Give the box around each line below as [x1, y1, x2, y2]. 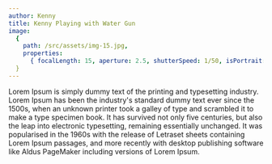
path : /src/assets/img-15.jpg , [23, 42, 129, 50]
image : [8, 27, 31, 35]
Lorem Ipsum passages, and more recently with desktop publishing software [8, 138, 264, 148]
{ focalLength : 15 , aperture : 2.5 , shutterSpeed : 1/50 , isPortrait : [29, 57, 266, 65]
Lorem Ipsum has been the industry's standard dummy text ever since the [8, 95, 255, 105]
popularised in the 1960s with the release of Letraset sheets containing [8, 129, 245, 139]
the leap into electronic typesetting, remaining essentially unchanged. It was [8, 120, 263, 130]
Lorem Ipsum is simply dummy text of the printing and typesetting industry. [8, 86, 259, 96]
